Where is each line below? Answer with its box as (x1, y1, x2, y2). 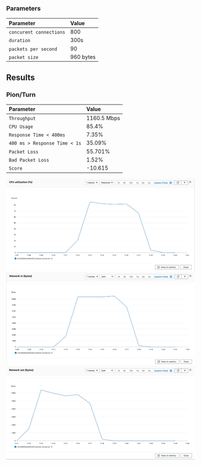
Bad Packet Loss (8, 157, 50, 163)
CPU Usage (8, 124, 33, 130)
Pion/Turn (6, 90, 36, 98)
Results (6, 72, 35, 82)
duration (8, 38, 31, 44)
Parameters (6, 4, 41, 13)
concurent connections (8, 29, 66, 35)
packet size (8, 54, 39, 61)
